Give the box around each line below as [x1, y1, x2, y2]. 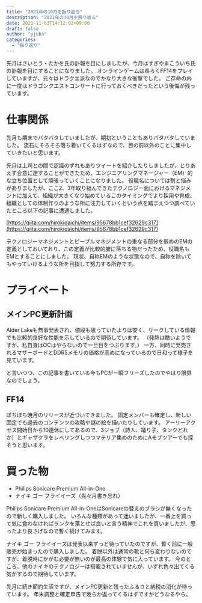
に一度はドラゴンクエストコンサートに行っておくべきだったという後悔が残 [6, 82, 191, 89]
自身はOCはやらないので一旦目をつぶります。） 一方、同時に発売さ [26, 341, 192, 349]
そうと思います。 [6, 441, 48, 448]
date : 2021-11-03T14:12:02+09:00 [6, 20, 90, 26]
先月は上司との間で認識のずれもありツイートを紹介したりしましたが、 [6, 162, 180, 169]
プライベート [6, 284, 70, 297]
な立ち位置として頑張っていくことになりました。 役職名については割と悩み [6, 177, 192, 184]
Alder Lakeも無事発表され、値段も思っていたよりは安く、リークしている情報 [6, 326, 196, 334]
